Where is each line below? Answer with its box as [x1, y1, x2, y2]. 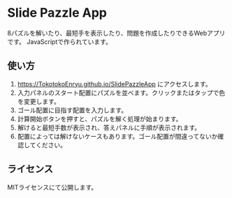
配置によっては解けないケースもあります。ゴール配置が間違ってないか [17, 132, 218, 140]
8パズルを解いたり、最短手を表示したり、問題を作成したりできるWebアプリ [7, 29, 226, 37]
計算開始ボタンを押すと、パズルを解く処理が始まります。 [17, 114, 182, 123]
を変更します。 [17, 97, 61, 105]
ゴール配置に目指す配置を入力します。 [17, 106, 128, 114]
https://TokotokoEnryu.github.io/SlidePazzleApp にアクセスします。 [17, 79, 212, 88]
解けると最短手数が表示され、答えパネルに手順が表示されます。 [17, 123, 201, 132]
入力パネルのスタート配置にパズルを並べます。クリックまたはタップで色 [17, 89, 226, 97]
